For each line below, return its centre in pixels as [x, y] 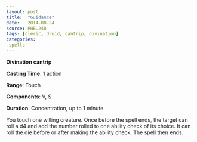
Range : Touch [24, 85]
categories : [21, 39]
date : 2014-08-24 [30, 23]
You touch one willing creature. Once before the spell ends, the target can [97, 119]
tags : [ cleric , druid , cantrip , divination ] [62, 34]
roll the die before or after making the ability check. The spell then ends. [95, 132]
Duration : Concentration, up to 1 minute [55, 108]
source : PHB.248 [26, 28]
